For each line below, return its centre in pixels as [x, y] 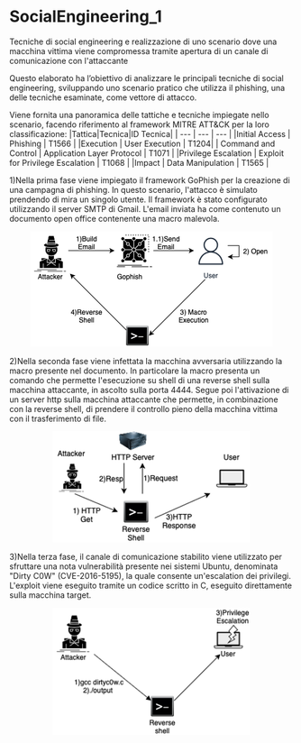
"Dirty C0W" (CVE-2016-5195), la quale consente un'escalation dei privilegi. [150, 576]
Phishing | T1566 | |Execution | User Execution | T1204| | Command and [142, 143]
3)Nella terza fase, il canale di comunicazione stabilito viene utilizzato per [146, 557]
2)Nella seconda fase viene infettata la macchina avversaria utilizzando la [146, 361]
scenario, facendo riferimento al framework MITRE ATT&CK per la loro [140, 124]
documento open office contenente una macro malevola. [114, 218]
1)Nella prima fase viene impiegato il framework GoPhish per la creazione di [150, 180]
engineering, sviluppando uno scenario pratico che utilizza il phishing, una [147, 87]
